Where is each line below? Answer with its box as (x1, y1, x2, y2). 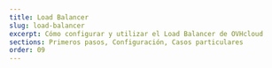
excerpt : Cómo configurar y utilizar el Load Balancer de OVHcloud (9, 29, 264, 38)
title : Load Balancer (9, 12, 89, 22)
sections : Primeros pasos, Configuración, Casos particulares (9, 37, 244, 47)
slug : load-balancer (9, 21, 86, 30)
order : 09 (9, 46, 46, 55)
